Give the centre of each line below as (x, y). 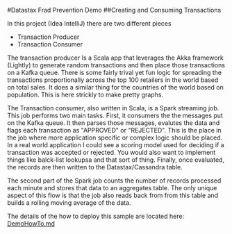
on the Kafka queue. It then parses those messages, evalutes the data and (114, 123)
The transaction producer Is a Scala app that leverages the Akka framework (115, 58)
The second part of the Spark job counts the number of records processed (114, 181)
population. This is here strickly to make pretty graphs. (85, 94)
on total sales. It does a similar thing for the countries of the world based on (116, 87)
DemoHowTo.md (31, 224)
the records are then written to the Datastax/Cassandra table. (95, 167)
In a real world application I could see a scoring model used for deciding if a (116, 145)
